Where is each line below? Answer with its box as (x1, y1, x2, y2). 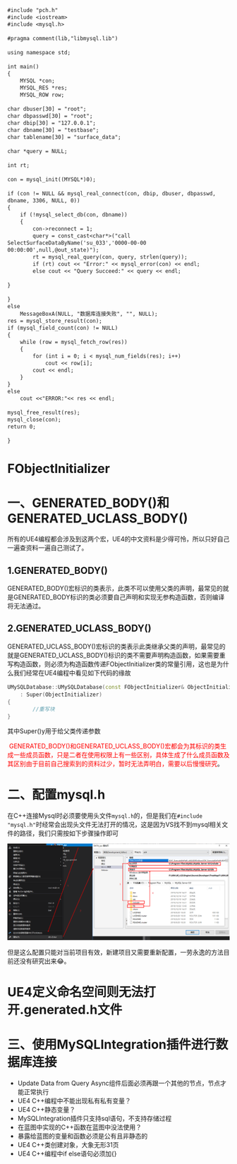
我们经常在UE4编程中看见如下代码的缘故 (13, 668, 131, 677)
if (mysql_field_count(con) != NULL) (7, 324, 119, 331)
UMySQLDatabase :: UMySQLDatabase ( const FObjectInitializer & (7, 683, 185, 690)
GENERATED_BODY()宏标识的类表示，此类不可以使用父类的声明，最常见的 (7, 584, 224, 592)
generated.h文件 (23, 1002, 123, 1018)
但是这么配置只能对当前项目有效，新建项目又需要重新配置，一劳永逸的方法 (7, 948, 224, 957)
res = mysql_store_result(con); (7, 317, 102, 324)
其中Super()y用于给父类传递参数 (7, 727, 101, 735)
